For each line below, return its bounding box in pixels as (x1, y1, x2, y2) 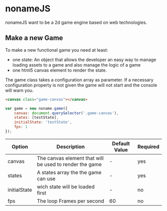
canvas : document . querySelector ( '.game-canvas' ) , (14, 110, 119, 116)
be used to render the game (37, 161, 102, 168)
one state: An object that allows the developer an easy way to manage (12, 57, 157, 63)
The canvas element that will (37, 154, 104, 161)
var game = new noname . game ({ (5, 106, 68, 111)
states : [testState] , (14, 115, 59, 120)
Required (137, 143, 160, 150)
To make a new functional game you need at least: (5, 47, 108, 53)
